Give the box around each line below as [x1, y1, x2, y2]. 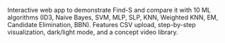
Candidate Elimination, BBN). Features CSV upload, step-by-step [7, 21, 196, 28]
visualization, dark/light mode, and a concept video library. [7, 28, 178, 36]
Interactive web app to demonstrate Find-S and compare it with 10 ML [7, 6, 211, 14]
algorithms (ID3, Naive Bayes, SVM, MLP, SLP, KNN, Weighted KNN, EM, [7, 13, 219, 21]
